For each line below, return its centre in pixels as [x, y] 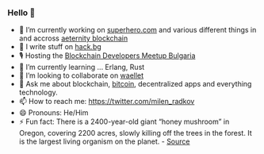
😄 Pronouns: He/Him [54, 113]
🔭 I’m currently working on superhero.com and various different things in [138, 30]
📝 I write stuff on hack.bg [60, 47]
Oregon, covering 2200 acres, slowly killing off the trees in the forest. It [135, 133]
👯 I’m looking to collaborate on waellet [81, 75]
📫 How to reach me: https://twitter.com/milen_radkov [107, 102]
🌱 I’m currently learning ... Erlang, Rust [82, 67]
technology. [38, 92]
